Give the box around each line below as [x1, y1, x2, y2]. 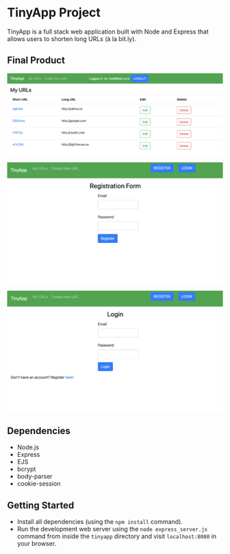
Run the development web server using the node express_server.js [16, 525, 208, 533]
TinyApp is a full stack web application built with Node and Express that [7, 27, 209, 36]
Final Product [7, 55, 65, 66]
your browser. [16, 540, 57, 548]
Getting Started [7, 499, 75, 511]
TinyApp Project [7, 5, 101, 21]
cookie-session [16, 479, 61, 488]
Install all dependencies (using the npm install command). [16, 518, 183, 526]
